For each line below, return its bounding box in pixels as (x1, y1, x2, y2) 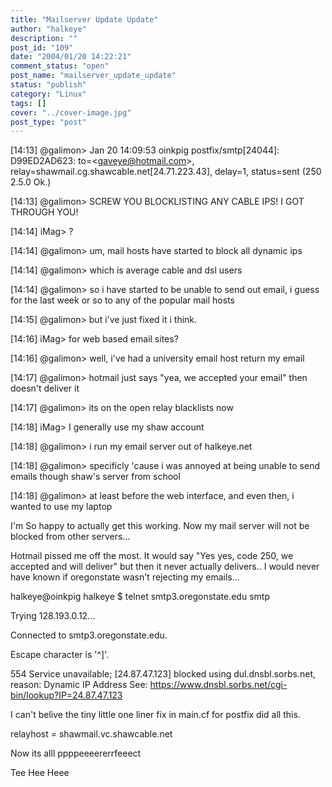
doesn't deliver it (10, 382, 80, 395)
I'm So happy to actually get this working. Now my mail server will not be (10, 520, 310, 532)
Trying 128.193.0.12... (10, 610, 96, 622)
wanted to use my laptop (10, 501, 113, 513)
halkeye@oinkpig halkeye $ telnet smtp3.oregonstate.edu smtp (10, 591, 270, 603)
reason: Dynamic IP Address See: (10, 679, 148, 691)
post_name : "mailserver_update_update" (10, 71, 177, 81)
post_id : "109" (10, 42, 74, 53)
